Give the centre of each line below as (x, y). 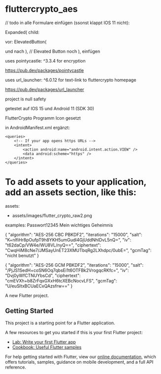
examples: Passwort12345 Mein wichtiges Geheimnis (59, 225)
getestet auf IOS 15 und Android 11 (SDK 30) (50, 108)
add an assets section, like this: (71, 192)
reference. (16, 367)
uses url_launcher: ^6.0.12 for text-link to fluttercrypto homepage (71, 80)
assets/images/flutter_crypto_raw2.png (52, 216)
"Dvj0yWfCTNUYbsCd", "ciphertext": (43, 275)
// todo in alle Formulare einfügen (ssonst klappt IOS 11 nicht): (67, 23)
